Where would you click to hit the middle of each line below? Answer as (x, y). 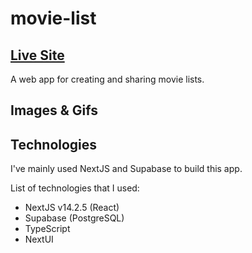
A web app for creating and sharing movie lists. (107, 79)
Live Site (37, 55)
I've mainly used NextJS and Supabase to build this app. (126, 169)
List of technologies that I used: (75, 188)
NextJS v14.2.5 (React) (72, 208)
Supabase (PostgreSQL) (74, 218)
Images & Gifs (54, 110)
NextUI (39, 239)
